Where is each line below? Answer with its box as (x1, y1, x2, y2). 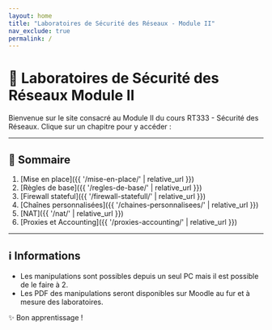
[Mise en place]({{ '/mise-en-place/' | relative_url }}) (19, 175, 194, 184)
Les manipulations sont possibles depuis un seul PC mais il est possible (19, 271, 259, 281)
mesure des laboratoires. (19, 297, 104, 307)
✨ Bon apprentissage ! (8, 312, 83, 322)
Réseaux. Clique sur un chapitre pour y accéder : (8, 122, 172, 132)
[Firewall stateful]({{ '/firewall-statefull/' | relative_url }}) (19, 192, 206, 201)
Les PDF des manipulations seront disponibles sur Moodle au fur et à (19, 288, 251, 298)
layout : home (8, 11, 53, 20)
